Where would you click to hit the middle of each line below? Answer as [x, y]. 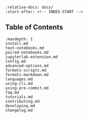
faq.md [12, 92]
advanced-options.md [27, 66]
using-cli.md [19, 83]
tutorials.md [19, 97]
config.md [16, 61]
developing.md [20, 106]
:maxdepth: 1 [19, 39]
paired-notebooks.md [27, 52]
